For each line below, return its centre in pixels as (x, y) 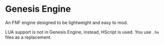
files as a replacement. (28, 37)
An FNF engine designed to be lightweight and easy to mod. (67, 22)
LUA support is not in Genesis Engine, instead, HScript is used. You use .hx (82, 32)
